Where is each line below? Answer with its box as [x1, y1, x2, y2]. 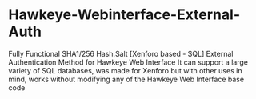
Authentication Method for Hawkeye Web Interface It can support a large [8, 57, 248, 67]
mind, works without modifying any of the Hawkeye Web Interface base [8, 74, 245, 84]
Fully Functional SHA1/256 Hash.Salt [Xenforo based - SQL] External [8, 49, 234, 58]
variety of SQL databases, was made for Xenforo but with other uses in [8, 65, 242, 75]
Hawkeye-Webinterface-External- [8, 6, 241, 24]
